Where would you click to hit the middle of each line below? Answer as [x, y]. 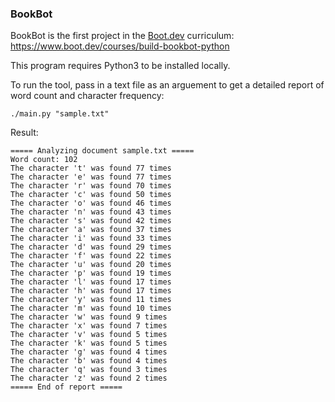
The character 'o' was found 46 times [91, 203]
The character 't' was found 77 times [91, 168]
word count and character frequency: [87, 96]
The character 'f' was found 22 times [91, 256]
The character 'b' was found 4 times [89, 361]
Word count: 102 [44, 160]
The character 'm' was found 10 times [91, 308]
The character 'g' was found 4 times [89, 352]
